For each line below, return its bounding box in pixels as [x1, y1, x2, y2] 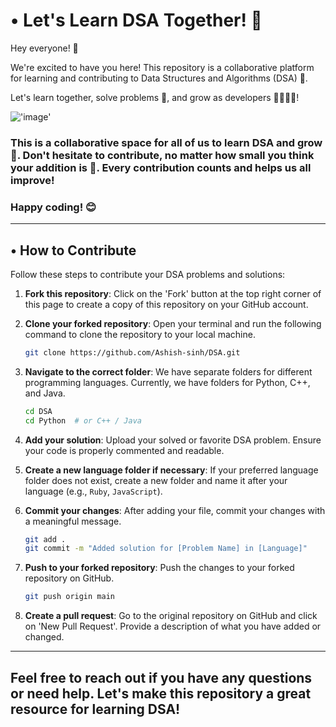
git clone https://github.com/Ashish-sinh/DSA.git [24, 347, 241, 358]
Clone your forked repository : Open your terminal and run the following [24, 317, 322, 329]
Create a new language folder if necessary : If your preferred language [24, 464, 319, 476]
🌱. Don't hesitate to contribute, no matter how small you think [10, 148, 315, 162]
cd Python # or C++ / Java [24, 415, 142, 426]
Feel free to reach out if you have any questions [10, 669, 313, 686]
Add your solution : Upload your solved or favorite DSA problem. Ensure [24, 434, 322, 446]
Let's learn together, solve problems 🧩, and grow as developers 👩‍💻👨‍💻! [10, 91, 300, 103]
